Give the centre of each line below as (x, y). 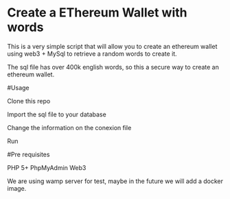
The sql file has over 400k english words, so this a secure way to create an (113, 67)
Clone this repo (29, 101)
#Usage (18, 87)
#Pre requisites (28, 154)
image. (17, 188)
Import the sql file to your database (57, 114)
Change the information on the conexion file (69, 127)
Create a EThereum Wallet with (97, 13)
